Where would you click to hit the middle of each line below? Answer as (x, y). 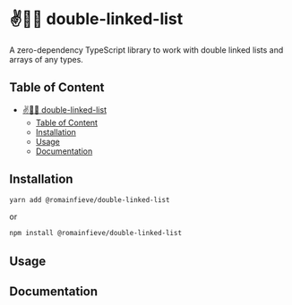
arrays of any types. (46, 59)
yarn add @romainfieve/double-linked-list (90, 199)
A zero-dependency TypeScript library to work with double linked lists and (146, 50)
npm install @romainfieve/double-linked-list (95, 233)
